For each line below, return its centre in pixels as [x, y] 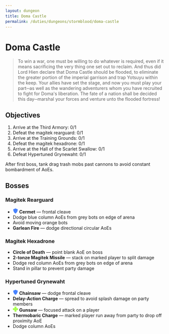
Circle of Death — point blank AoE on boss [58, 252]
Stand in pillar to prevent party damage [54, 268]
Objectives [23, 115]
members [23, 304]
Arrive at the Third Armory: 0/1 [44, 128]
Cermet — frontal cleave [45, 211]
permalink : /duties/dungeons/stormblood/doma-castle [62, 21]
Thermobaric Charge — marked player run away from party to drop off [87, 316]
